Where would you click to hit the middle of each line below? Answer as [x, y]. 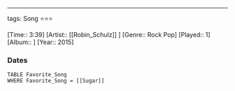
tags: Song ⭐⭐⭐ [30, 19]
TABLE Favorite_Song [37, 75]
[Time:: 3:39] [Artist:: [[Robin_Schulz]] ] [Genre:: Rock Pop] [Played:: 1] [109, 35]
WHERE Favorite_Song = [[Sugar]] [56, 81]
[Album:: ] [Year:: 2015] [41, 42]
